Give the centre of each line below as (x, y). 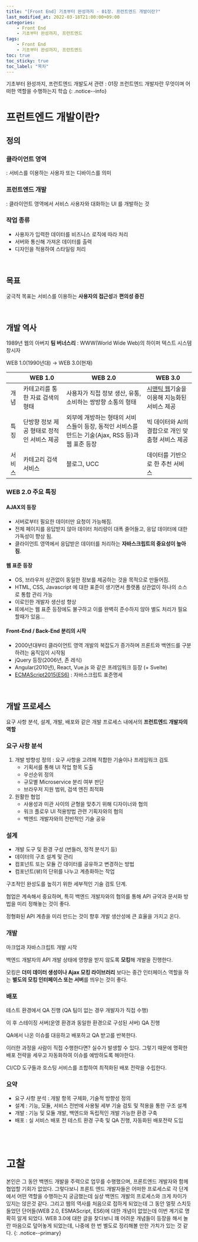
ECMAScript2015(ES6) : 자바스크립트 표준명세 (68, 675)
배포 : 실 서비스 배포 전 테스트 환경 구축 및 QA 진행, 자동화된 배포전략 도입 (99, 1121)
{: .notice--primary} (38, 1233)
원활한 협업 (27, 797)
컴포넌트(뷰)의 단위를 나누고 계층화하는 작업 (65, 871)
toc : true (18, 55)
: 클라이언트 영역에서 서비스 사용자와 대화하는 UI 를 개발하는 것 (78, 203)
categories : (21, 22)
